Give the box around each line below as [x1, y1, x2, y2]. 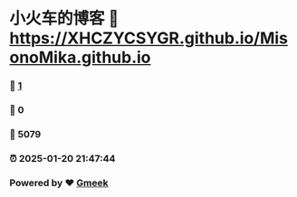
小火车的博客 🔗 [9, 8, 120, 29]
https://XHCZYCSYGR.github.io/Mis [9, 28, 288, 49]
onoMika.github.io [9, 47, 151, 68]
